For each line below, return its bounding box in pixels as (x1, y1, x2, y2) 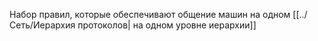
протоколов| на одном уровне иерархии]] (77, 19, 257, 31)
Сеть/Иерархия (9, 19, 76, 31)
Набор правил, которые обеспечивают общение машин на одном (9, 9, 291, 20)
